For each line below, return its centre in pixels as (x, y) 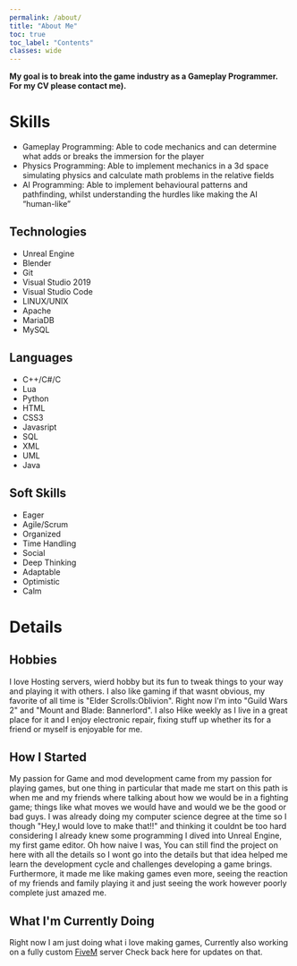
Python (35, 398)
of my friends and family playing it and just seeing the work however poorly (148, 884)
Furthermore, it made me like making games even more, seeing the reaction (148, 874)
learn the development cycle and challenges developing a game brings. (141, 864)
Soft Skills (38, 493)
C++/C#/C (41, 379)
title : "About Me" (43, 26)
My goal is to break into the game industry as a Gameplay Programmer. (144, 76)
